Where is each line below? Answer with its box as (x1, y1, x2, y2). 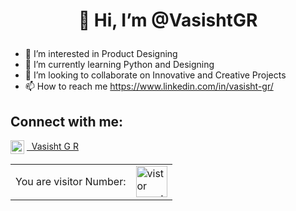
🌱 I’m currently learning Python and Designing (24, 59, 215, 71)
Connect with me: (10, 113, 124, 130)
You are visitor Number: (15, 175, 127, 188)
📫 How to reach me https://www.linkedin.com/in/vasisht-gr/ (24, 80, 274, 93)
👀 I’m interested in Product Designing (24, 48, 178, 60)
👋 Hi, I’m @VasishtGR (78, 9, 258, 32)
